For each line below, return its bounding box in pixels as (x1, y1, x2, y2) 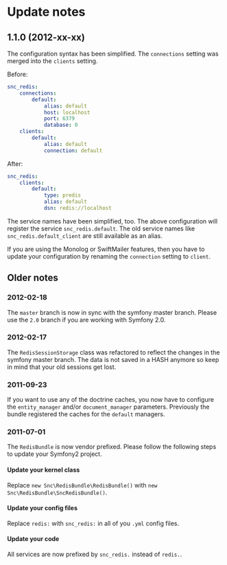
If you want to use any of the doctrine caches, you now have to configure (7, 396, 215, 404)
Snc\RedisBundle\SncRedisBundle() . (7, 488, 108, 496)
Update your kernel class (7, 466, 80, 474)
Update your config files (7, 504, 77, 512)
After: (7, 159, 23, 168)
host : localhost (43, 109, 91, 116)
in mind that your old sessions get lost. (7, 363, 117, 371)
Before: (7, 70, 28, 78)
